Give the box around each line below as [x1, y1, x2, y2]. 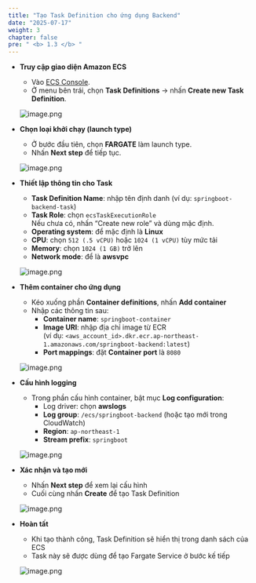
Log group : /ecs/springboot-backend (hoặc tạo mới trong [42, 410, 228, 420]
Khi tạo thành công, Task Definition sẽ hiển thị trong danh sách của [31, 534, 249, 544]
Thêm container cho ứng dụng [19, 282, 122, 292]
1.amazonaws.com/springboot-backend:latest [42, 341, 188, 349]
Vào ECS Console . [31, 78, 90, 87]
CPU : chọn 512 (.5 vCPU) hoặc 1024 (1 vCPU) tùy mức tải [31, 235, 218, 245]
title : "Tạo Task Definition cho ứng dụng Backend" [8, 11, 181, 20]
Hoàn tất [19, 519, 49, 529]
